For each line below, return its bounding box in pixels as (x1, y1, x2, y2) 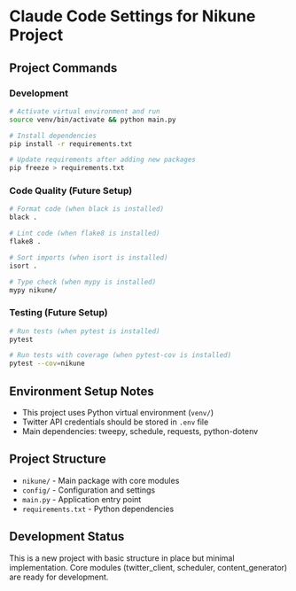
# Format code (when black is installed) (9, 205, 165, 214)
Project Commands (9, 60, 118, 75)
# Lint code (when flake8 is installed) (9, 229, 161, 238)
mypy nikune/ (9, 285, 58, 294)
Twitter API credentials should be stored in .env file (21, 416, 209, 427)
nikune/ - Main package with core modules (21, 475, 180, 486)
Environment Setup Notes (9, 384, 155, 399)
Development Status (9, 529, 125, 544)
